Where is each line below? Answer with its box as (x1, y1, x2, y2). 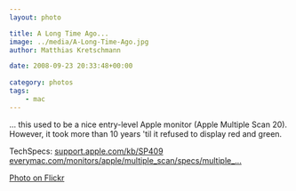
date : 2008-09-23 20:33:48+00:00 (9, 61, 133, 71)
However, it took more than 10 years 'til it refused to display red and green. (9, 128, 283, 139)
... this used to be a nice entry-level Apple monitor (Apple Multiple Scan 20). (9, 119, 287, 130)
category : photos (9, 78, 74, 87)
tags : (9, 86, 29, 95)
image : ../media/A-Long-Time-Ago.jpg (9, 37, 149, 46)
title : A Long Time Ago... (9, 28, 109, 38)
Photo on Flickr (9, 172, 65, 183)
